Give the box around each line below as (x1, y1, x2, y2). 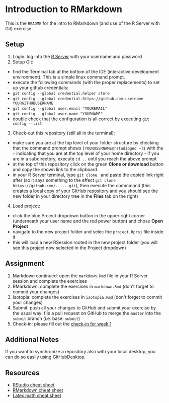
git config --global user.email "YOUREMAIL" (12, 106, 108, 111)
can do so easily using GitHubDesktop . (5, 354, 86, 360)
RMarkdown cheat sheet (12, 387, 64, 393)
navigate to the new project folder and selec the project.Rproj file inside (12, 228, 163, 234)
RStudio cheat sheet (12, 382, 55, 388)
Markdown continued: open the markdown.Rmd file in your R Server (12, 273, 148, 279)
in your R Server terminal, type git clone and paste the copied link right (12, 172, 164, 178)
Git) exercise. (5, 25, 33, 31)
